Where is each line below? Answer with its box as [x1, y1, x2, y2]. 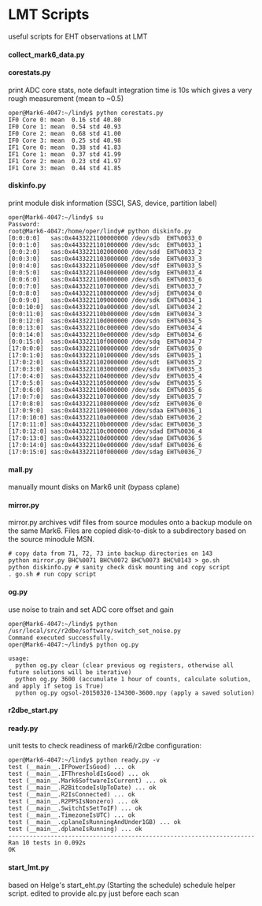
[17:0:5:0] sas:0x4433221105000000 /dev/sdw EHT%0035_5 [8, 378, 202, 387]
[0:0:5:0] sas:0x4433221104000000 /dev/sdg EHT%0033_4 [8, 268, 202, 277]
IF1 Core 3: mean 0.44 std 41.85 [8, 164, 122, 172]
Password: [8, 220, 41, 228]
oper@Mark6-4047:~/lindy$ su [8, 213, 104, 222]
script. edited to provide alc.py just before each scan [8, 889, 179, 898]
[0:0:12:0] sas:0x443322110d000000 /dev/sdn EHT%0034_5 [8, 317, 202, 325]
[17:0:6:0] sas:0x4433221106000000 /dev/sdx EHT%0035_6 [8, 386, 202, 393]
